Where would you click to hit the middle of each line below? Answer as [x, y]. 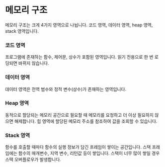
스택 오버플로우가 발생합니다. [33, 160]
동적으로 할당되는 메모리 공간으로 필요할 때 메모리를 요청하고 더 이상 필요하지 [80, 115]
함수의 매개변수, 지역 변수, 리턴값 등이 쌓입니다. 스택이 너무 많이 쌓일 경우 [89, 153]
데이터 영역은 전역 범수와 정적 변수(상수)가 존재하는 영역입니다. [66, 89]
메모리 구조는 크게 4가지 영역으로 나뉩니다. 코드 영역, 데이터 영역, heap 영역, [79, 25]
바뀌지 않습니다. [34, 63]
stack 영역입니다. [22, 31]
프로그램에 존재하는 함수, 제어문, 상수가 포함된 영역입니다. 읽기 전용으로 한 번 [79, 57]
